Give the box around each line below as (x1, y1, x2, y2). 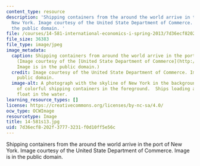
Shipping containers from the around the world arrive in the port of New (6, 141, 183, 148)
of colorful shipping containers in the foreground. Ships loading (17, 86, 190, 92)
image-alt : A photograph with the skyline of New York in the (11, 81, 169, 87)
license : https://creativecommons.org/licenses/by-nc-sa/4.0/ (6, 102, 164, 108)
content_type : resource (6, 8, 65, 15)
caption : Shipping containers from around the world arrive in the (11, 53, 183, 59)
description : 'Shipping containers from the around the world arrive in (6, 14, 190, 20)
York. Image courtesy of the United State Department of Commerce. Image (6, 147, 190, 154)
